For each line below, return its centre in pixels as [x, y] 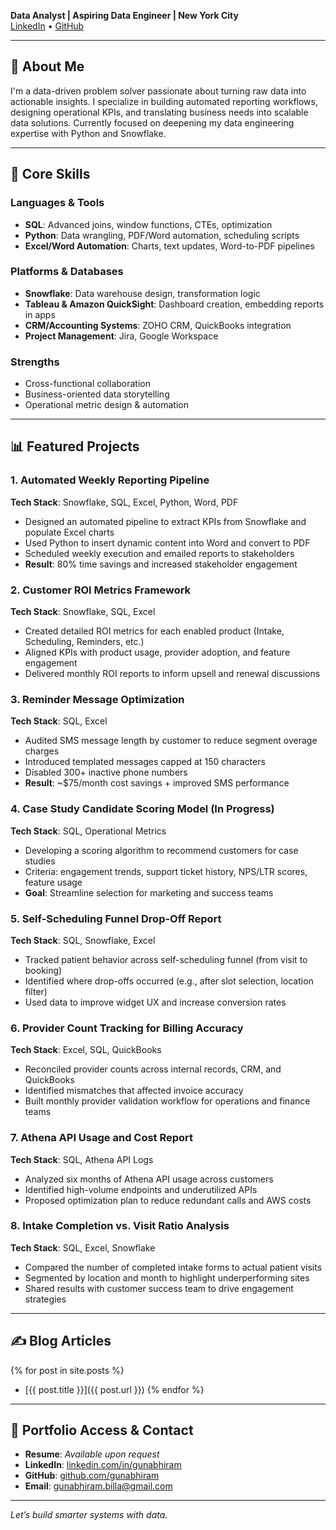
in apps [40, 314]
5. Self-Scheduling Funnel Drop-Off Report [116, 918]
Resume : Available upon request [92, 1454]
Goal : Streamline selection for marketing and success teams [149, 892]
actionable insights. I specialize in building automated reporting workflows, [164, 101]
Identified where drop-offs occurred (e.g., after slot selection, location [169, 981]
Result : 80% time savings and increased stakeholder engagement [161, 564]
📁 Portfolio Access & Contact [102, 1430]
